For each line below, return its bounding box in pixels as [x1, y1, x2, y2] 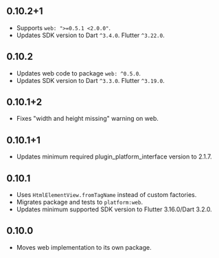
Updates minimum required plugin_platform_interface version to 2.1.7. [16, 152, 212, 161]
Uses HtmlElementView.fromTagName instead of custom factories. [16, 191, 197, 199]
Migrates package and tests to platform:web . [16, 198, 143, 207]
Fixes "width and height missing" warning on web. [16, 115, 159, 123]
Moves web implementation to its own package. [16, 243, 152, 251]
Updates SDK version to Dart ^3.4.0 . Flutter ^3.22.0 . [16, 31, 165, 39]
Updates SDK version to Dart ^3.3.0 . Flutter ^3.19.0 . [16, 76, 165, 84]
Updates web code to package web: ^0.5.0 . [16, 69, 141, 78]
